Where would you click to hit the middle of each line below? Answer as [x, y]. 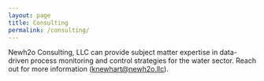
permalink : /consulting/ [49, 30]
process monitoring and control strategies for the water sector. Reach [143, 61]
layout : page [30, 15]
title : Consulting [38, 23]
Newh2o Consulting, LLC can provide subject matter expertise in [113, 53]
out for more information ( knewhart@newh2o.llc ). [89, 69]
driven [19, 61]
